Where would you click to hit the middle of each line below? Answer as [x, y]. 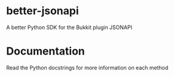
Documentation [46, 51]
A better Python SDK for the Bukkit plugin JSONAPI [69, 27]
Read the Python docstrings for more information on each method [87, 68]
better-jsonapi [42, 11]
